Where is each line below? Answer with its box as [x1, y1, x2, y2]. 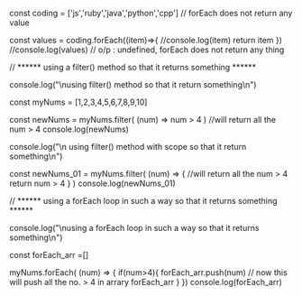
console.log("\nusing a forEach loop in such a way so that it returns [9, 223, 260, 233]
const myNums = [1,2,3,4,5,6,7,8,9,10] [9, 97, 148, 107]
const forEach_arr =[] [9, 250, 89, 260]
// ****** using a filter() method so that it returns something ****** [9, 62, 257, 72]
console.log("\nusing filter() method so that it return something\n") [9, 79, 257, 89]
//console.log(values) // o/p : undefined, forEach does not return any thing [9, 44, 285, 55]
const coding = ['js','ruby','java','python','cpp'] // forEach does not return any [9, 8, 293, 18]
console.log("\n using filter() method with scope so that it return [9, 142, 247, 152]
